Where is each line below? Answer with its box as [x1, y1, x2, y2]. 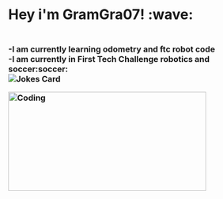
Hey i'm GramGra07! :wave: [8, 6, 194, 24]
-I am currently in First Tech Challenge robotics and [8, 54, 210, 65]
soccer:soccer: [8, 63, 69, 75]
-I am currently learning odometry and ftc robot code [8, 44, 216, 55]
